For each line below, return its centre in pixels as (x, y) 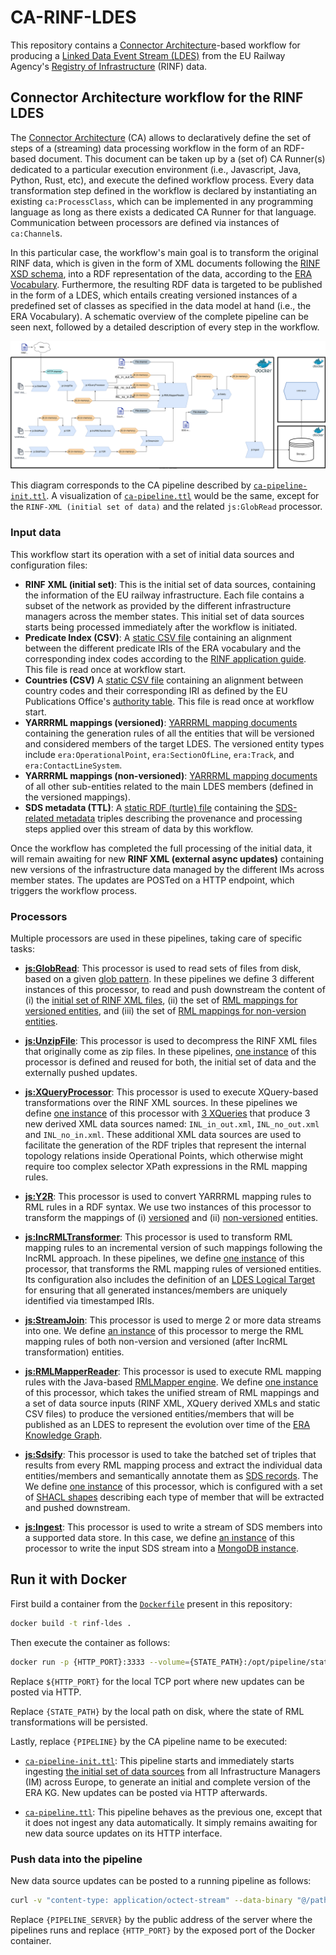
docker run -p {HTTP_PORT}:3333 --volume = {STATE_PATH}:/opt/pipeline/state (171, 1662)
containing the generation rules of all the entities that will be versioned (169, 733)
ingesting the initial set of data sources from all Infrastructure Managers (172, 1771)
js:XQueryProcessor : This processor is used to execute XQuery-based (171, 1092)
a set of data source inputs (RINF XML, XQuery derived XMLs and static (172, 1403)
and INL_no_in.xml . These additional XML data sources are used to (163, 1135)
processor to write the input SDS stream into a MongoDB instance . (162, 1548)
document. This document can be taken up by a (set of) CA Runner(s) (182, 158)
